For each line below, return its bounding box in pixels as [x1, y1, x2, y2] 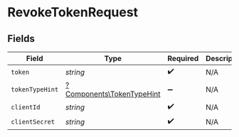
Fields [7, 33, 36, 45]
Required [166, 54, 199, 63]
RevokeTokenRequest [7, 4, 139, 21]
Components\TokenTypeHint [65, 89, 161, 99]
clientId [11, 103, 41, 111]
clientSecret [11, 118, 55, 126]
